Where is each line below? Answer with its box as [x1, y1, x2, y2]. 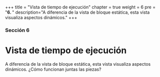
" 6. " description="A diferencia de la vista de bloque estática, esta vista [5, 9, 150, 15]
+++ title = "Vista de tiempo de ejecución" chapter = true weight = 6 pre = [5, 4, 156, 10]
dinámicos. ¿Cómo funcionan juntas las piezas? [5, 66, 102, 72]
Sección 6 [5, 26, 30, 33]
